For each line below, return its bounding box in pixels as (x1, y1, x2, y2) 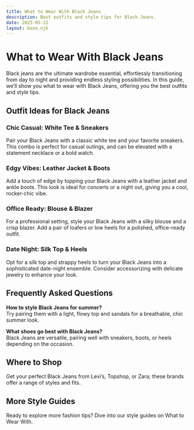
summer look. (6, 316, 39, 323)
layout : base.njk (6, 25, 49, 31)
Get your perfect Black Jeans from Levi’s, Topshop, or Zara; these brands (6, 373, 184, 380)
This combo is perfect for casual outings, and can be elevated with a (6, 143, 172, 150)
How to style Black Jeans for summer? (6, 304, 102, 311)
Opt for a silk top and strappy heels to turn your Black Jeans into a (6, 259, 166, 266)
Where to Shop (6, 357, 62, 367)
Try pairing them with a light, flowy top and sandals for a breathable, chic (6, 310, 183, 317)
